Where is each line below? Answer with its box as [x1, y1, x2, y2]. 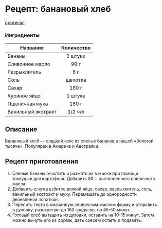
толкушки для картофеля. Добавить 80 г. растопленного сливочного [12, 175, 156, 182]
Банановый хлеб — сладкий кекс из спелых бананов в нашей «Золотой [5, 138, 154, 144]
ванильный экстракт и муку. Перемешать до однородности [12, 191, 137, 197]
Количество [61, 45, 91, 51]
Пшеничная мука [7, 100, 48, 107]
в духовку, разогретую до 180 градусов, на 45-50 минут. [12, 206, 131, 212]
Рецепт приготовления [5, 158, 79, 166]
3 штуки [66, 53, 86, 60]
